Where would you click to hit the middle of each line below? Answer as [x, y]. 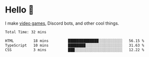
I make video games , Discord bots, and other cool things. [62, 23]
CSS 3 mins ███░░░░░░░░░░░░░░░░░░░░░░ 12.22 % [75, 50]
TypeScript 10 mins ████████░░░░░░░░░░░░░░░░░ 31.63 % [75, 45]
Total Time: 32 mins [26, 32]
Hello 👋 [19, 10]
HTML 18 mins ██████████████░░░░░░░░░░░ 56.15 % [75, 41]
